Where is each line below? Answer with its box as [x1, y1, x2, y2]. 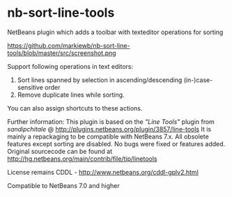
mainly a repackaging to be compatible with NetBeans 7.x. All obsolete [7, 132, 209, 141]
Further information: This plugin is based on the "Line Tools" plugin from [7, 117, 215, 126]
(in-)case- [183, 75, 213, 84]
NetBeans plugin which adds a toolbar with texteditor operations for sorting [7, 28, 224, 36]
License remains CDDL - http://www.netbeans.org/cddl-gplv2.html [7, 168, 199, 176]
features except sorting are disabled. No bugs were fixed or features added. [7, 139, 226, 148]
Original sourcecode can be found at [7, 147, 113, 155]
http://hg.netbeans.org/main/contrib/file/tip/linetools [7, 155, 158, 163]
